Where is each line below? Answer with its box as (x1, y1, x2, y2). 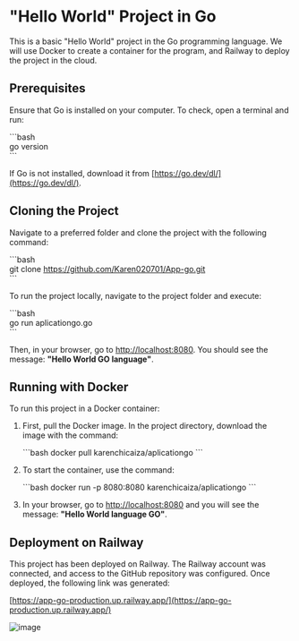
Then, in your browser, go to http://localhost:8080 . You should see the (9, 344, 269, 355)
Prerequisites (9, 81, 86, 96)
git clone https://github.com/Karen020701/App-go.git (9, 263, 206, 274)
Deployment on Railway (9, 534, 144, 550)
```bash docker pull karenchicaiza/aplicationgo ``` (21, 448, 203, 458)
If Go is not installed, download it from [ (9, 167, 155, 178)
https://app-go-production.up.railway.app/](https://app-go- (12, 595, 232, 606)
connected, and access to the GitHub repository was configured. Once (9, 568, 270, 579)
